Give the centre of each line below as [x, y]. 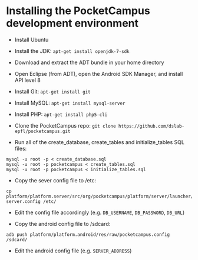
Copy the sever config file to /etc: [55, 180]
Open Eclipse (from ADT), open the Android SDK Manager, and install [99, 74]
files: [21, 148]
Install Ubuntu [32, 39]
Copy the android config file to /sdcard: [62, 224]
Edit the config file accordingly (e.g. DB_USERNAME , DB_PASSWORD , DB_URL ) [100, 212]
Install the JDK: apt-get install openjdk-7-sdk [72, 51]
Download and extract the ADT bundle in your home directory [89, 62]
